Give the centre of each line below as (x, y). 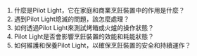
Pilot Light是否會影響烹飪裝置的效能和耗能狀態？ (84, 36)
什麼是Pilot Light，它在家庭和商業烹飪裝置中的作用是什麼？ (99, 10)
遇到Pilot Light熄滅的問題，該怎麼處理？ (72, 19)
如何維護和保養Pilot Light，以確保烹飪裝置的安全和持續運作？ (102, 45)
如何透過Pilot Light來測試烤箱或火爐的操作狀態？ (84, 28)
